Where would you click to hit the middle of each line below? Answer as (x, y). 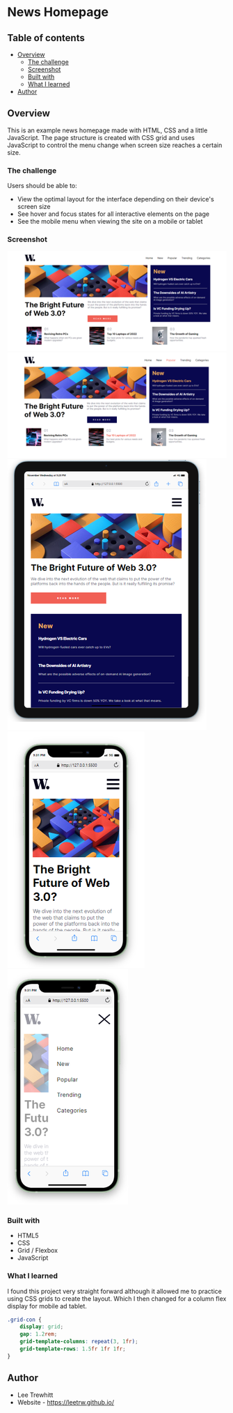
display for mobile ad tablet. (47, 1306)
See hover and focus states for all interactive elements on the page (113, 214)
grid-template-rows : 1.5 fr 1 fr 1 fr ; (73, 1349)
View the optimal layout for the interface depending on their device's (115, 199)
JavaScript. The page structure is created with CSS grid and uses (101, 137)
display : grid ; (42, 1327)
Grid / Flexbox (37, 1251)
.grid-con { (24, 1320)
